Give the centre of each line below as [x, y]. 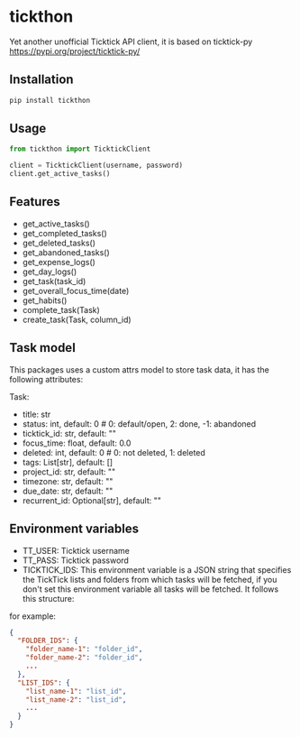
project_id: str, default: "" [69, 472]
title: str [36, 414]
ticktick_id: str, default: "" [69, 433]
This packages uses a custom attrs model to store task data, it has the [140, 369]
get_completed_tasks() [65, 233]
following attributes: [46, 379]
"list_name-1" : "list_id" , [76, 691]
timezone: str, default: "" [68, 481]
